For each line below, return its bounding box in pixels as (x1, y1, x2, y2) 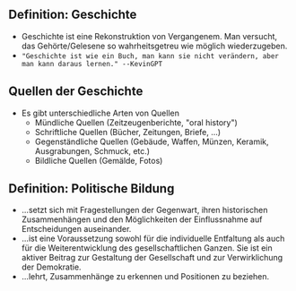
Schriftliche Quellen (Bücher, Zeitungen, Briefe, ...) (34, 126, 222, 137)
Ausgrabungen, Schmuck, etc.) (34, 145, 150, 156)
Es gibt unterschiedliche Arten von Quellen (21, 107, 180, 118)
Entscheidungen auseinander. (21, 224, 132, 235)
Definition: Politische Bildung (8, 181, 175, 196)
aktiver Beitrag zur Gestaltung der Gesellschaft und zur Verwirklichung (21, 252, 283, 263)
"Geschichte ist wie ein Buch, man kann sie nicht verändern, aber (21, 51, 279, 61)
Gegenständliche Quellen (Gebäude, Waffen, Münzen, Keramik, (34, 136, 270, 147)
